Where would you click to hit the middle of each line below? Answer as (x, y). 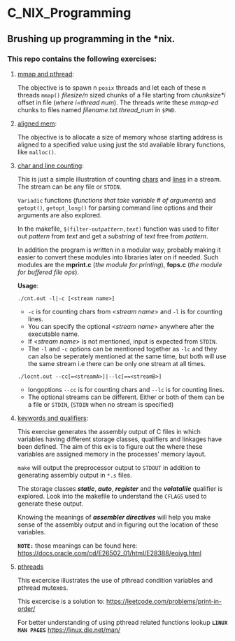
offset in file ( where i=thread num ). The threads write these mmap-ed (118, 102)
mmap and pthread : (46, 74)
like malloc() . (37, 151)
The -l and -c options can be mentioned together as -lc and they (122, 349)
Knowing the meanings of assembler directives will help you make (114, 517)
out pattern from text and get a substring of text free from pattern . (113, 236)
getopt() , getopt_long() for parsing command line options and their (115, 208)
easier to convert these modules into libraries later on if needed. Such (118, 257)
